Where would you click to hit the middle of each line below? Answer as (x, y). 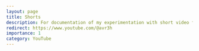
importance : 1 (24, 33)
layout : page (22, 11)
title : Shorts (24, 17)
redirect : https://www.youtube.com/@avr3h (59, 28)
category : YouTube (29, 39)
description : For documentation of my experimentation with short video (98, 22)
